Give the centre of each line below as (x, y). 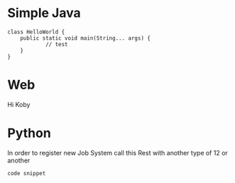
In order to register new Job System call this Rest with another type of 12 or (118, 152)
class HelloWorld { (36, 32)
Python (29, 133)
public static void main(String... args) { (86, 38)
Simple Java (44, 13)
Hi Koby (19, 104)
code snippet (27, 173)
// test (57, 44)
